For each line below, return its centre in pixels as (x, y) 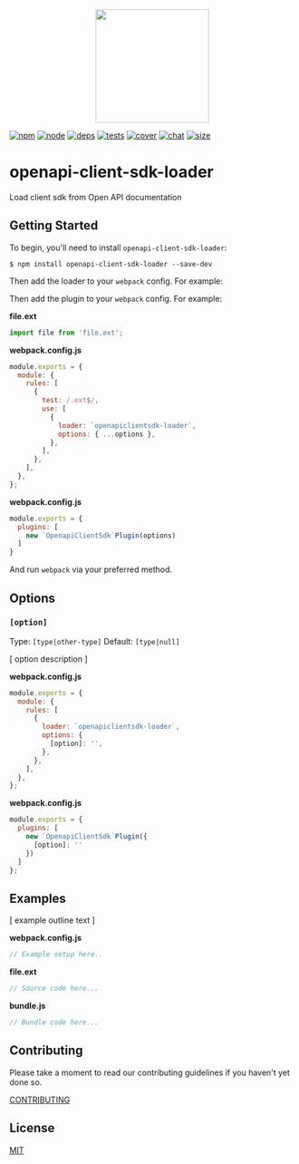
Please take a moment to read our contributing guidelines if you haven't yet (149, 1072)
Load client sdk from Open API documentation (96, 197)
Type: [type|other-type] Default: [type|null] (95, 641)
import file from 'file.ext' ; (67, 333)
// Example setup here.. (56, 955)
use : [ (54, 409)
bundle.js (28, 1006)
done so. (26, 1082)
